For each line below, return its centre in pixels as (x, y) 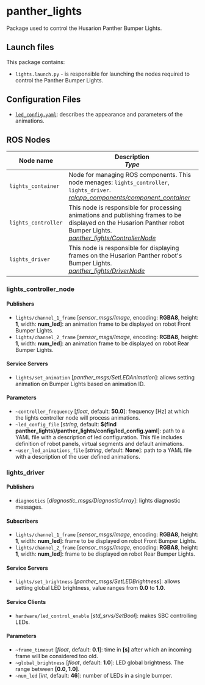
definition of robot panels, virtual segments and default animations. (99, 443)
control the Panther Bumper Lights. (59, 80)
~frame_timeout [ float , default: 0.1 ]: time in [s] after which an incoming (103, 649)
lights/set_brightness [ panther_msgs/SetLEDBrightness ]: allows (98, 581)
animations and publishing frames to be (125, 215)
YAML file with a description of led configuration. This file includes (99, 437)
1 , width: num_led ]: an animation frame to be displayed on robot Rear (102, 343)
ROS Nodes (28, 139)
